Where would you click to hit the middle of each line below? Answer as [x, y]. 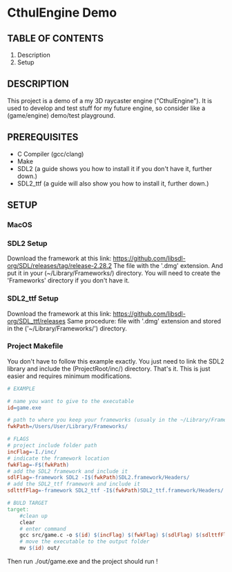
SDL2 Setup [27, 243]
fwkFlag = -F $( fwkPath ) [38, 465]
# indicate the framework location [58, 458]
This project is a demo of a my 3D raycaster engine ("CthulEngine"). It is [110, 100]
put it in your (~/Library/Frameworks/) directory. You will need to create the [114, 273]
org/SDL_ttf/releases [36, 321]
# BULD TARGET [28, 503]
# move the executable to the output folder [85, 542]
